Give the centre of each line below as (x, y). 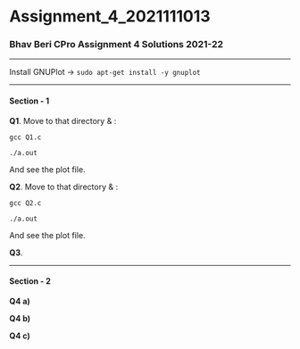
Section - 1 (29, 101)
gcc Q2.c (25, 203)
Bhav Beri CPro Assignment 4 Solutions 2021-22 (117, 45)
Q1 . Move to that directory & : (63, 120)
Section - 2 (30, 281)
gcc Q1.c (25, 137)
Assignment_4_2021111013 (110, 17)
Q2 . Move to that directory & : (64, 187)
